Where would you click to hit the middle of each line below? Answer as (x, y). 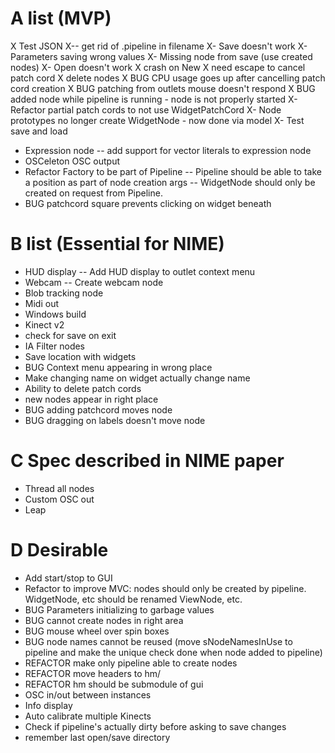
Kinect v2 (44, 324)
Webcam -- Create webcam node (94, 282)
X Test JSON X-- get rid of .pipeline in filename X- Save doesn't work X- (159, 46)
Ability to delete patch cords (83, 388)
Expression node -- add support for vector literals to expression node (168, 150)
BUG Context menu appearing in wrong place (118, 367)
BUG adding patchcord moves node (98, 409)
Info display (48, 705)
